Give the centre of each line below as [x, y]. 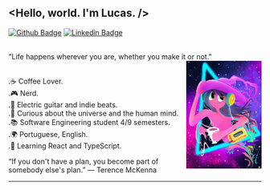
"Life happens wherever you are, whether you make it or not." [110, 56]
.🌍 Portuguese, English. [48, 134]
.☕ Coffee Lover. [36, 81]
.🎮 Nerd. [23, 93]
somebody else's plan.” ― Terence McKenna [83, 170]
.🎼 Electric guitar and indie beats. [63, 104]
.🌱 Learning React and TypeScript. [65, 146]
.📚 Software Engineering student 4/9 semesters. [90, 122]
